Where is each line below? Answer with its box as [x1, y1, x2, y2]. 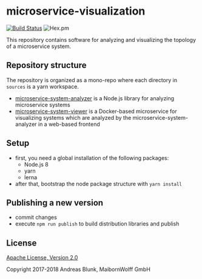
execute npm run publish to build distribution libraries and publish [15, 220, 180, 227]
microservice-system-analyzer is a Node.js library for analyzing [15, 94, 175, 102]
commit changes [15, 214, 58, 221]
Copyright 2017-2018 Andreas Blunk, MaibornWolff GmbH [6, 266, 150, 273]
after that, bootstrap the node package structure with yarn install [15, 180, 183, 187]
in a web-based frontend [38, 120, 100, 128]
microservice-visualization [6, 4, 146, 18]
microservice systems [15, 101, 71, 108]
